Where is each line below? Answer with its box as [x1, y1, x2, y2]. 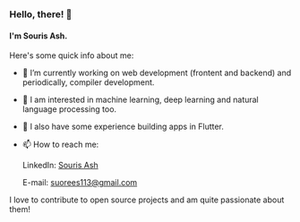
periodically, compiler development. [21, 77, 155, 88]
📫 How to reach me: [21, 139, 99, 150]
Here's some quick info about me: [9, 50, 134, 61]
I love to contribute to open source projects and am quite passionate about [9, 194, 285, 205]
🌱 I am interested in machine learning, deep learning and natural [21, 94, 260, 106]
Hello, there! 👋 [9, 8, 73, 21]
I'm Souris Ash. [9, 30, 68, 41]
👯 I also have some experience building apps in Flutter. [21, 121, 224, 132]
